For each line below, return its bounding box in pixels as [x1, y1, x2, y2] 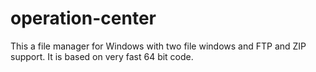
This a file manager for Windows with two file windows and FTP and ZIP [10, 40, 307, 52]
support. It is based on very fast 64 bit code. [10, 50, 194, 62]
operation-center [10, 7, 157, 30]
